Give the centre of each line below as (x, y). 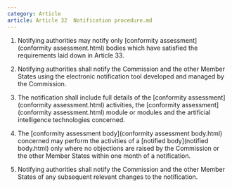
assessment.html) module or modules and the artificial (132, 112)
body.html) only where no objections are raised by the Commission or (118, 148)
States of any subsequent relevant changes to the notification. (108, 177)
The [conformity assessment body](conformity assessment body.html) (120, 133)
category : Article (34, 14)
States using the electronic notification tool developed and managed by (121, 76)
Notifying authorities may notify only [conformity (88, 40)
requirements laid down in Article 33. (71, 55)
